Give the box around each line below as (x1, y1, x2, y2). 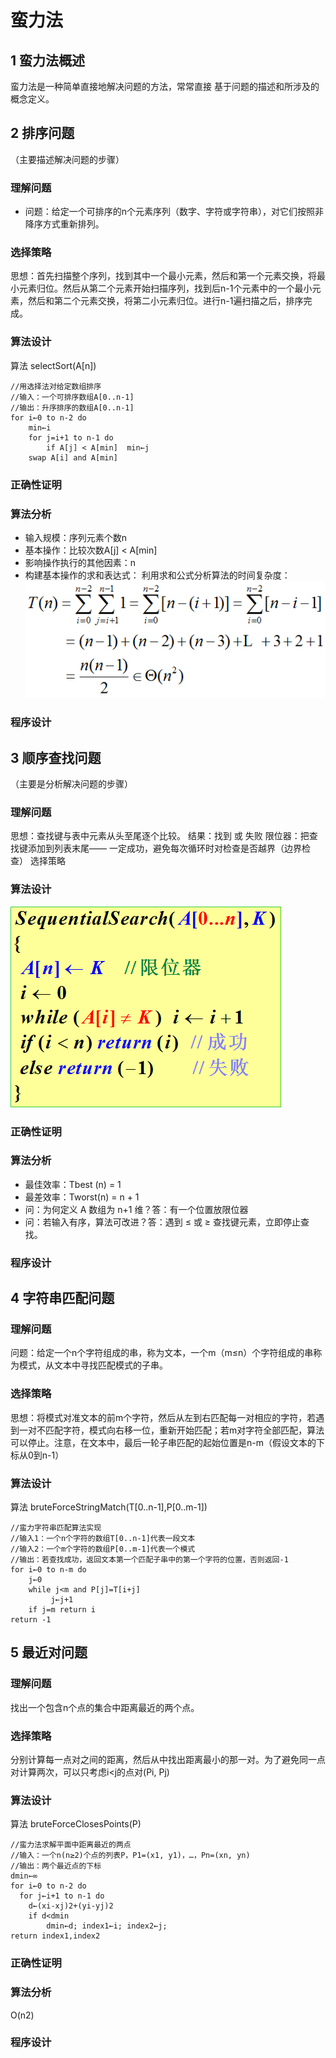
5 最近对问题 (10, 1644, 88, 1661)
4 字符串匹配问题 (10, 1290, 115, 1307)
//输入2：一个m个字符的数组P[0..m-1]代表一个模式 (10, 1544, 196, 1555)
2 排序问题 (10, 125, 75, 142)
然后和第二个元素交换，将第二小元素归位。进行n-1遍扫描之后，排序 (27, 295, 304, 307)
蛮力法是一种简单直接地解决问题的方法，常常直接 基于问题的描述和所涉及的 (10, 81, 320, 92)
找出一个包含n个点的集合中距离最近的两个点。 (10, 1701, 200, 1713)
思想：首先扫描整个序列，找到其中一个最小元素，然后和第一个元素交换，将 (10, 270, 317, 282)
